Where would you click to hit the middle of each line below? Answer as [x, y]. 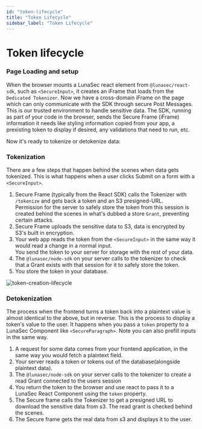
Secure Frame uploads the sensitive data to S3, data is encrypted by [100, 227]
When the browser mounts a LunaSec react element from [77, 84]
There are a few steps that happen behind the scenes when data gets [93, 170]
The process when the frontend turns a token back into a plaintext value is [99, 312]
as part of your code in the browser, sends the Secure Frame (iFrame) [93, 117]
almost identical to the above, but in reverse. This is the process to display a [100, 318]
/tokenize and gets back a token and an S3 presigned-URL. [89, 201]
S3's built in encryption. [44, 233]
